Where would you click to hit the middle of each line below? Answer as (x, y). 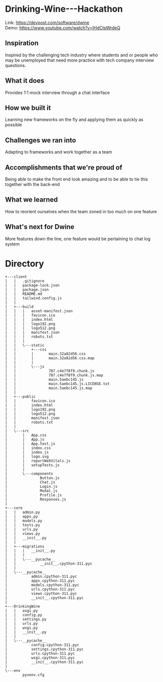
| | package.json (27, 290)
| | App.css (26, 435)
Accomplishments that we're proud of (64, 167)
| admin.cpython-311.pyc (41, 576)
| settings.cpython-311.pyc (44, 649)
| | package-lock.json (32, 285)
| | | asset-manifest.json (39, 311)
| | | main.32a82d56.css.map (50, 358)
